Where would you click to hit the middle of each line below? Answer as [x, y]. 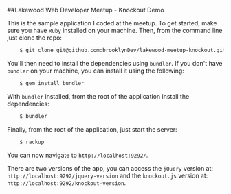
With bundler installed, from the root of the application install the [98, 96]
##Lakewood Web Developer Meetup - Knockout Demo [86, 10]
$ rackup [32, 142]
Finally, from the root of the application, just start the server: [92, 129]
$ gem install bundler [52, 83]
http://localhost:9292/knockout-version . [67, 183]
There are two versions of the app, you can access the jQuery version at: [110, 168]
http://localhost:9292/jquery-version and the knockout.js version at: [108, 175]
